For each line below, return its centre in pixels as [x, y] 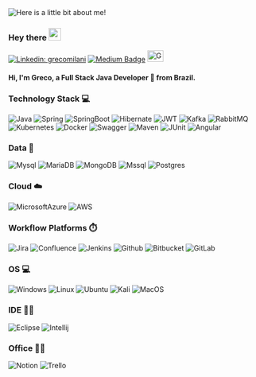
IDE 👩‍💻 [21, 310]
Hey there [28, 37]
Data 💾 [21, 148]
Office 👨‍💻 [27, 348]
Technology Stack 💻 [49, 99]
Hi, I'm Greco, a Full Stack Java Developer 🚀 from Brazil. [102, 77]
